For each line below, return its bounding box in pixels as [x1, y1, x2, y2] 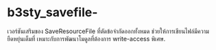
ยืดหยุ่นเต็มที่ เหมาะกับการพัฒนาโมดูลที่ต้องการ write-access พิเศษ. [7, 34, 166, 43]
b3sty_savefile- [7, 5, 98, 20]
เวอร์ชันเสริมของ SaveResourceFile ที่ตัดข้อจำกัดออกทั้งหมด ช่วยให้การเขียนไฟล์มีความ [7, 27, 209, 35]
